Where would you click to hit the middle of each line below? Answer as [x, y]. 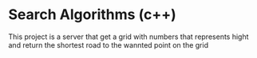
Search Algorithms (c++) [93, 15]
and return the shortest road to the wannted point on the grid [109, 44]
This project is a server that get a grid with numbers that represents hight [128, 37]
